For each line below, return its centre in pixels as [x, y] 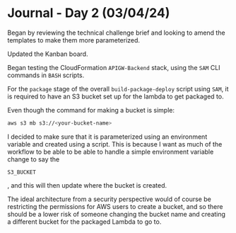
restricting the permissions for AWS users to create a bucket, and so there [115, 206]
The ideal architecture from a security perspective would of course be [110, 199]
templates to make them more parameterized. [73, 40]
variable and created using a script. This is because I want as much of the [115, 144]
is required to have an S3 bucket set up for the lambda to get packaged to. [116, 96]
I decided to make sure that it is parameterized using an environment [107, 137]
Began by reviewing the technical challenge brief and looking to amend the [116, 33]
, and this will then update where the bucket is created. [87, 185]
